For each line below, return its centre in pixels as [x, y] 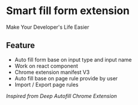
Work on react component [46, 66]
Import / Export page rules [46, 84]
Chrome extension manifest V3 [52, 72]
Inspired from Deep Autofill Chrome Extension [62, 96]
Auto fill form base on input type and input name [73, 59]
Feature [21, 45]
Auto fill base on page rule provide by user [66, 78]
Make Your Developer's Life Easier [48, 27]
